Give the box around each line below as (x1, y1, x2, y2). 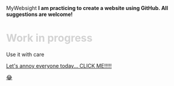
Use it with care (6, 51, 44, 58)
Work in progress (6, 31, 93, 45)
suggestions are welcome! (6, 11, 73, 18)
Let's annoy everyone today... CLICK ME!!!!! (6, 62, 112, 69)
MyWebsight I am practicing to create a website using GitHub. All (6, 5, 169, 11)
